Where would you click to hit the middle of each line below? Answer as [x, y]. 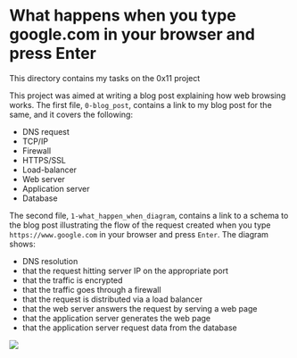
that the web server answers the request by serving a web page [140, 308]
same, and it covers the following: [71, 114]
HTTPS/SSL [44, 160]
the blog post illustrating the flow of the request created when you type [140, 225]
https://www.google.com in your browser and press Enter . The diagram [139, 234]
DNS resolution [50, 261]
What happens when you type [123, 16]
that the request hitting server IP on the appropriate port [125, 271]
